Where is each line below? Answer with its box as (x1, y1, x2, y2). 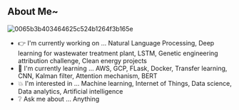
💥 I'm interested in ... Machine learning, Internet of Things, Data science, (17, 79, 232, 87)
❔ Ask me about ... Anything (17, 94, 100, 103)
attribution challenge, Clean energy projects (17, 56, 148, 65)
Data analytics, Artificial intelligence (17, 87, 123, 95)
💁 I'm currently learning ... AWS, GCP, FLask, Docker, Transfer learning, (17, 64, 228, 72)
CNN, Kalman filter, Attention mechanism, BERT (17, 71, 158, 80)
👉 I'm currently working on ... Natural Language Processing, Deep (17, 38, 215, 47)
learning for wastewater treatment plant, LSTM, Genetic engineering (17, 49, 219, 57)
